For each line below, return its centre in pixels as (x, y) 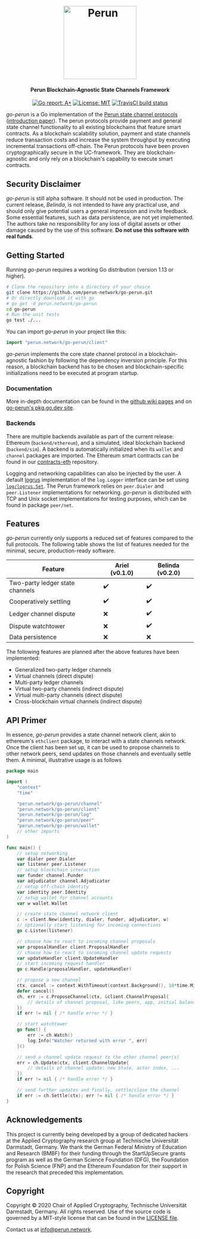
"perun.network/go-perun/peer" (56, 820)
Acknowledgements (44, 1120)
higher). (16, 276)
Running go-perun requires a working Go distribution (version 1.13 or (90, 270)
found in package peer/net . (40, 505)
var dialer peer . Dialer (46, 859)
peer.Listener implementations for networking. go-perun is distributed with (99, 492)
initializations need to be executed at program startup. (72, 373)
